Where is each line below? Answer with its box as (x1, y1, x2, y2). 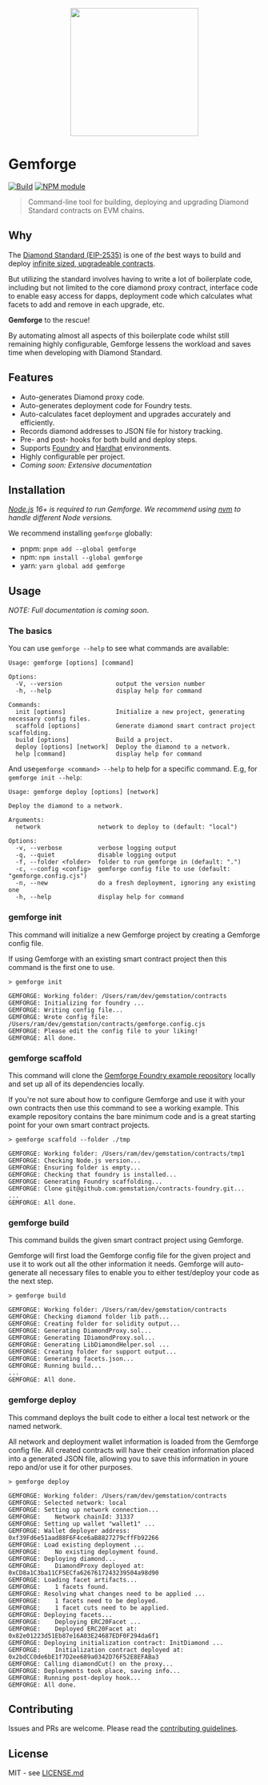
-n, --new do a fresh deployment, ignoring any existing (15, 879, 256, 888)
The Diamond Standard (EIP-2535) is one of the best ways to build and (8, 250, 242, 259)
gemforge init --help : (8, 772, 82, 782)
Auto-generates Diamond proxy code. (19, 392, 146, 402)
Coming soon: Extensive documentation (19, 460, 152, 470)
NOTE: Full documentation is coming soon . (8, 605, 150, 616)
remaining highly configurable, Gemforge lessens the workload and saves (8, 339, 252, 348)
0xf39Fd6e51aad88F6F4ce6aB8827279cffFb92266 (8, 1534, 159, 1542)
